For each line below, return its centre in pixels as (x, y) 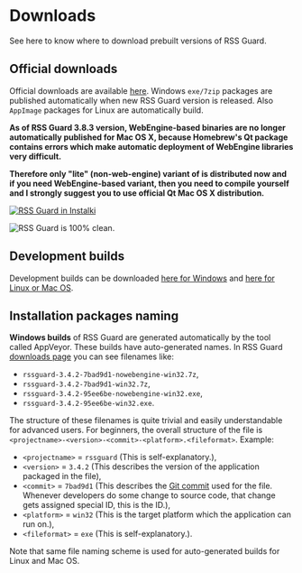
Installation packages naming (94, 315)
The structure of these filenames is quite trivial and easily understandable (146, 421)
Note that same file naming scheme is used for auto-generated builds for (145, 551)
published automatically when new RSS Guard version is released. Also (141, 100)
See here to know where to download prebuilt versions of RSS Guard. (138, 41)
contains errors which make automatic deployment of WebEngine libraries (151, 146)
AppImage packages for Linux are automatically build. (107, 110)
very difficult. (35, 156)
